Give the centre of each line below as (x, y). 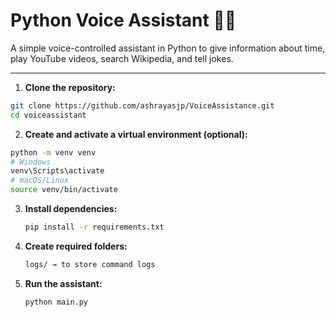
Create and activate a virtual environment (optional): (136, 134)
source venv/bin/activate (64, 190)
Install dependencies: (71, 209)
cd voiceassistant (48, 115)
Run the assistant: (63, 283)
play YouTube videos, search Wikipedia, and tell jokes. (122, 58)
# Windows (31, 162)
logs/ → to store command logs (90, 264)
